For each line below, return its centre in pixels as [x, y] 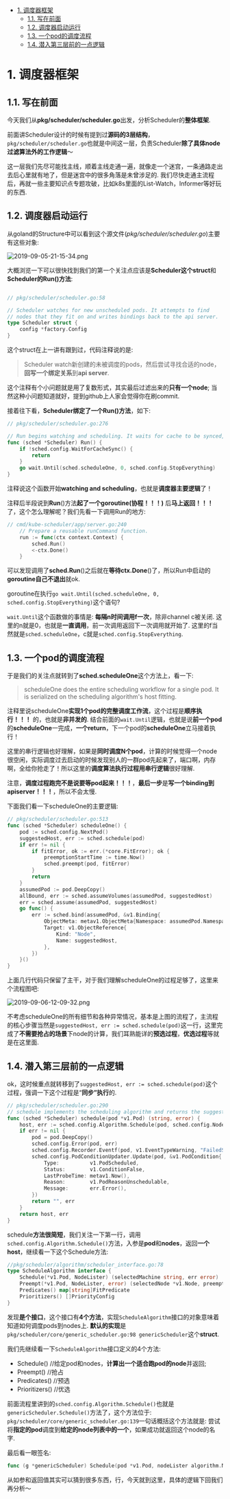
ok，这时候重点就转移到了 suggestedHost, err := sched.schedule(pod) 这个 [112, 1083]
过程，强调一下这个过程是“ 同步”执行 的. [62, 1092]
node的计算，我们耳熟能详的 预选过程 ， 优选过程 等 [143, 1034]
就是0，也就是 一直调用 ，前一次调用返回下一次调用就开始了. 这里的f [117, 625]
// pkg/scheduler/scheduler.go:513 [58, 820]
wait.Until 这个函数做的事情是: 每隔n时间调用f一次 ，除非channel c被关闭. [111, 617]
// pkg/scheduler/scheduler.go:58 [56, 297]
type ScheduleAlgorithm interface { [59, 1271]
